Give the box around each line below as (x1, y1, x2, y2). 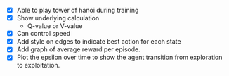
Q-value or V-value (27, 22, 83, 30)
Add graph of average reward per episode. (16, 45, 141, 53)
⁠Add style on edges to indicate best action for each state (16, 37, 181, 46)
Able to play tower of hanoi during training (16, 6, 139, 14)
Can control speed (16, 30, 71, 38)
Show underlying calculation (16, 14, 100, 23)
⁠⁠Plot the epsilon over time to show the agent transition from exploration (16, 53, 223, 62)
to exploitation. (16, 61, 60, 70)
